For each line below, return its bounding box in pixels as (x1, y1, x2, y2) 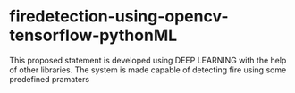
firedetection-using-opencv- (9, 6, 229, 27)
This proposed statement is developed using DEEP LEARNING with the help (9, 55, 287, 65)
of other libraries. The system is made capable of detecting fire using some (9, 64, 287, 75)
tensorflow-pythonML (9, 25, 178, 46)
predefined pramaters (9, 73, 90, 84)
